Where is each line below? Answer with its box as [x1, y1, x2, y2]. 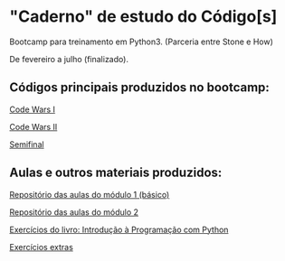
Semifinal [9, 138, 44, 150]
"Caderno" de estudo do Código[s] [9, 6, 278, 27]
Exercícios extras [9, 241, 74, 252]
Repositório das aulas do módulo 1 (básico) [9, 189, 170, 200]
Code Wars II [9, 121, 58, 132]
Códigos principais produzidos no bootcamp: [9, 79, 270, 96]
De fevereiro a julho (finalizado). [9, 53, 129, 64]
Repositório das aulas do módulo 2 [9, 206, 138, 218]
